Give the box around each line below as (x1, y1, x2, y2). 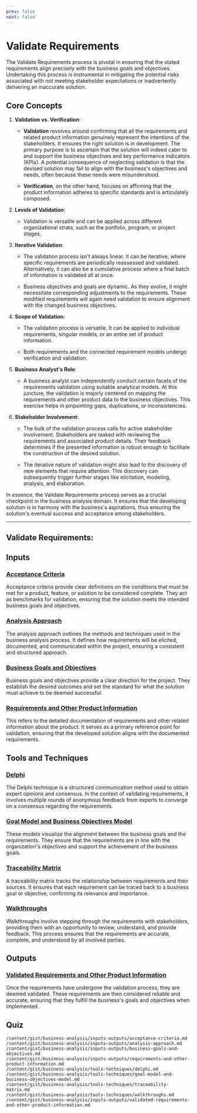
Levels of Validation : (14, 207, 66, 214)
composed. (23, 195, 51, 202)
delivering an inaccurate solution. (6, 83, 87, 91)
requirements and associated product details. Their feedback (23, 438, 171, 445)
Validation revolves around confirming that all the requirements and (23, 127, 188, 135)
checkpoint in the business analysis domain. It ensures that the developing (6, 498, 186, 505)
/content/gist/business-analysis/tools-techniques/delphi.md (6, 1066, 159, 1073)
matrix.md (6, 1087, 30, 1093)
